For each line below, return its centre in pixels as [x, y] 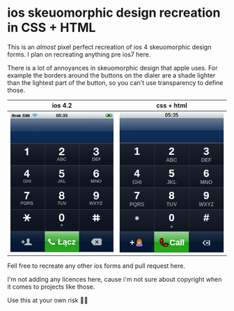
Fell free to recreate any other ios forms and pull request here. [96, 266]
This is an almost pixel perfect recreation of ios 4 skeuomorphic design [109, 47]
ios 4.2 [62, 105]
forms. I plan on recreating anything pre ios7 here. [79, 54]
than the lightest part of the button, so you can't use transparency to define [115, 82]
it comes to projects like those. [51, 287]
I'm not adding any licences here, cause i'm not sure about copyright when [115, 279]
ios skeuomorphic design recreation [114, 13]
